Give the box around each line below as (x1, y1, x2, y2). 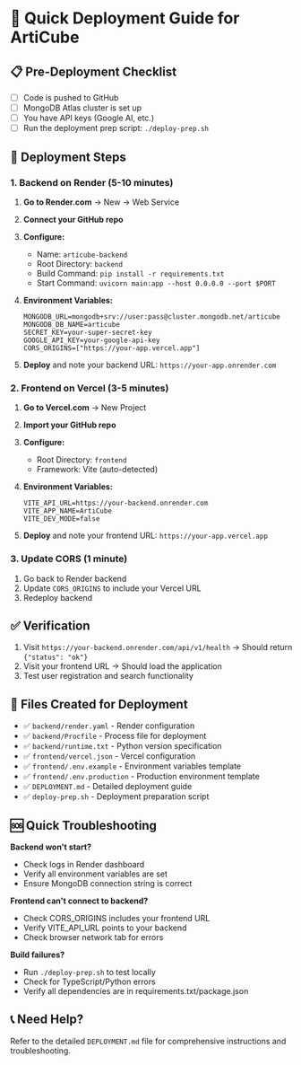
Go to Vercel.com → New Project (22, 402, 147, 413)
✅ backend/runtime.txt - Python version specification (22, 741, 222, 752)
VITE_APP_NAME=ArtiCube (22, 506, 113, 515)
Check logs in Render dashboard (22, 858, 145, 869)
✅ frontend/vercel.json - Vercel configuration (22, 751, 196, 761)
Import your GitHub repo (22, 419, 116, 430)
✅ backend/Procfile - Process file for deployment (22, 731, 207, 742)
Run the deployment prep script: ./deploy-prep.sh (22, 123, 210, 134)
